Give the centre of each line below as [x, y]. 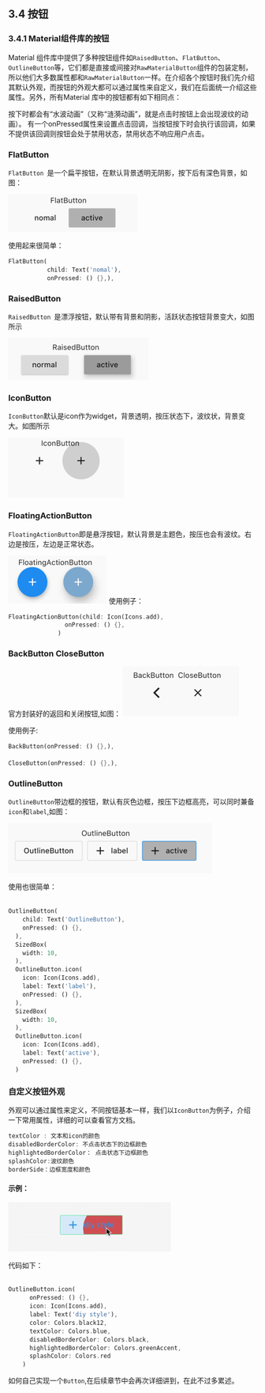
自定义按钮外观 [37, 1092]
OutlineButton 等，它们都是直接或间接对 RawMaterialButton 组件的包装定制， [130, 67]
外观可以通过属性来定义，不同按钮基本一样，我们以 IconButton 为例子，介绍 [129, 1111]
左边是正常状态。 [70, 543]
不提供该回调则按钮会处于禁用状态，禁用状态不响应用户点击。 [108, 134]
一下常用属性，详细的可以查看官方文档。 [74, 1120]
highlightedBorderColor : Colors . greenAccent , [105, 1348]
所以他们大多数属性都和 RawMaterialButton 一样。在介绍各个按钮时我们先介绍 [131, 77]
